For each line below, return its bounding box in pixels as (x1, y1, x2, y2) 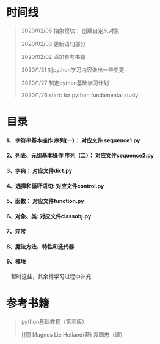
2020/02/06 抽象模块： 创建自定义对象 (21, 27, 120, 34)
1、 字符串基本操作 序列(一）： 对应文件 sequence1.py (6, 136, 140, 144)
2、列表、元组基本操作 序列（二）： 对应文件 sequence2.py (6, 151, 155, 159)
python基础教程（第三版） (21, 318, 87, 326)
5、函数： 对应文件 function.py (6, 197, 84, 205)
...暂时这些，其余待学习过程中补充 (6, 273, 92, 280)
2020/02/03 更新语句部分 (21, 40, 86, 47)
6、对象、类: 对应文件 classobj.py (6, 212, 92, 220)
